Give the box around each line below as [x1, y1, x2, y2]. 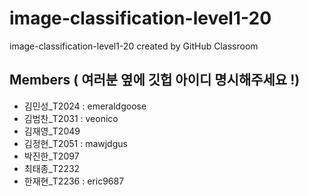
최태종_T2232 [23, 162, 81, 174]
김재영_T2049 [23, 125, 81, 137]
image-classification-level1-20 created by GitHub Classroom [9, 40, 259, 52]
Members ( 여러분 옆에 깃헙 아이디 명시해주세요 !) [9, 72, 301, 89]
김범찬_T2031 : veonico [23, 112, 119, 124]
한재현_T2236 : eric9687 [23, 175, 125, 187]
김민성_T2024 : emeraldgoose [23, 100, 147, 112]
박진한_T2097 [23, 150, 80, 162]
